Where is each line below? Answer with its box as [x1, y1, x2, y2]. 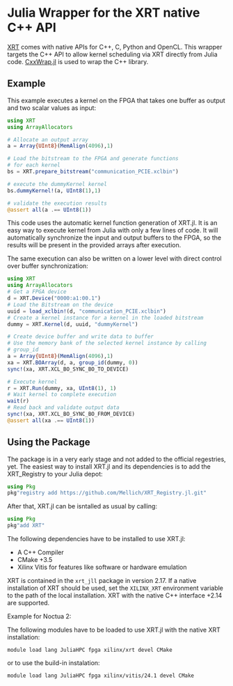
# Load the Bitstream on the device [7, 301, 113, 308]
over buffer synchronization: [7, 262, 88, 270]
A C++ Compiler [17, 548, 64, 556]
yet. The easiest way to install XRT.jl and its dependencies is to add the [7, 462, 211, 471]
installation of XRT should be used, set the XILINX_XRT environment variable [7, 584, 224, 593]
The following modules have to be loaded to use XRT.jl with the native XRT [7, 625, 221, 634]
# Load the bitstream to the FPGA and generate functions [7, 155, 179, 162]
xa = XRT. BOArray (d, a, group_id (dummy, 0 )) [7, 359, 138, 366]
